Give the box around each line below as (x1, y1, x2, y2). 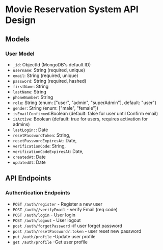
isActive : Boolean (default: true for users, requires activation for (12, 116, 148, 122)
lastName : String (12, 88, 47, 95)
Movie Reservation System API (5, 4, 139, 15)
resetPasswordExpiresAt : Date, (12, 137, 77, 143)
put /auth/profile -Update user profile (12, 233, 96, 239)
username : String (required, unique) (12, 67, 86, 73)
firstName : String (12, 83, 49, 89)
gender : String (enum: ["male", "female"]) (12, 105, 98, 111)
